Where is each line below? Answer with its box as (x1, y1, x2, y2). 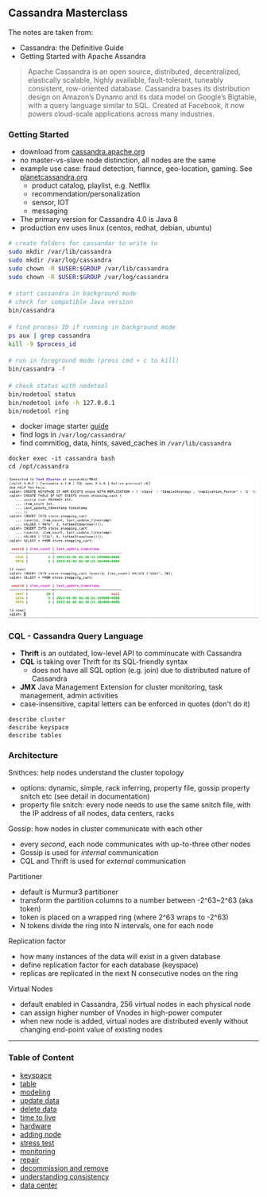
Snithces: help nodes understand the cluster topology (8, 768, 184, 778)
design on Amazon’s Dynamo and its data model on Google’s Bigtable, (27, 91, 257, 102)
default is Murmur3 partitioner (19, 887, 119, 897)
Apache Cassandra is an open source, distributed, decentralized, (27, 67, 241, 76)
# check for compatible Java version (8, 298, 133, 306)
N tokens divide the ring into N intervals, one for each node (19, 921, 214, 931)
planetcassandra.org (19, 173, 88, 182)
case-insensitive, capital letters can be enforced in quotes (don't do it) (19, 699, 250, 709)
